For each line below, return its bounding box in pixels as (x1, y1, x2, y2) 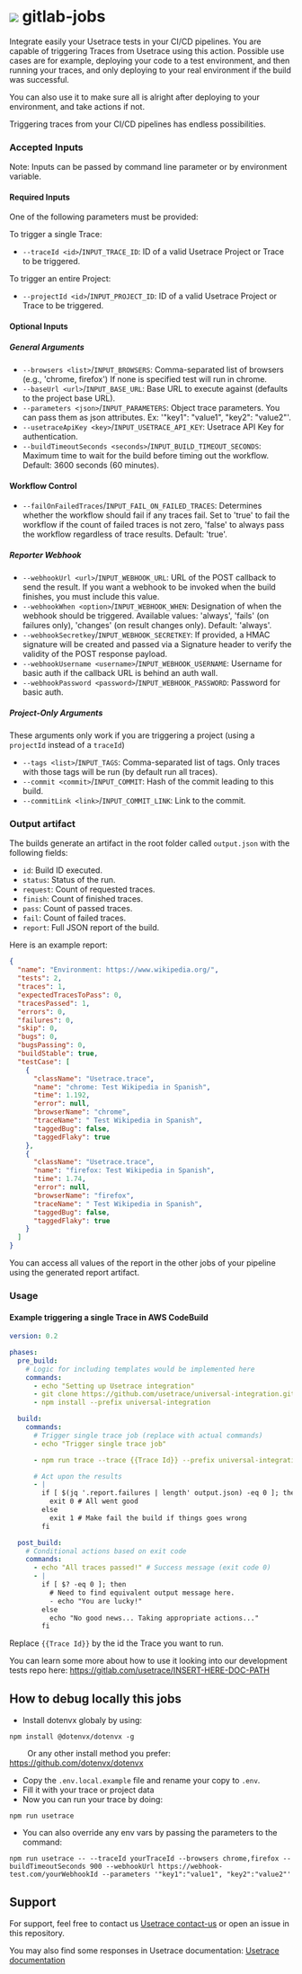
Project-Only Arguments (9, 707, 103, 718)
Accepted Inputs (9, 141, 84, 154)
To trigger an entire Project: (9, 273, 111, 284)
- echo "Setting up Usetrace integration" (32, 1382, 195, 1391)
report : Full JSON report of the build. (22, 922, 160, 933)
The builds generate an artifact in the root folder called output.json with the (9, 838, 290, 849)
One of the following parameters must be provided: (9, 211, 200, 222)
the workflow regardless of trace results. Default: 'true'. (22, 529, 227, 540)
